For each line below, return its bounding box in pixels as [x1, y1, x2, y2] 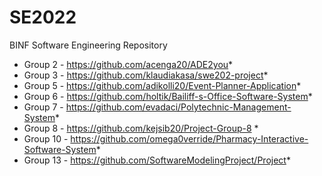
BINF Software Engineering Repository [9, 39, 168, 51]
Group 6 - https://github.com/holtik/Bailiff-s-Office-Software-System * [23, 90, 313, 102]
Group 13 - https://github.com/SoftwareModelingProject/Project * [23, 154, 291, 166]
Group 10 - [23, 132, 69, 145]
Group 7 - [23, 101, 64, 113]
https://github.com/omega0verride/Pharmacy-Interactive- [70, 132, 309, 145]
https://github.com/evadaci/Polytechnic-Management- [65, 101, 292, 113]
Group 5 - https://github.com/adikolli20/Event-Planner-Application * [23, 79, 302, 91]
